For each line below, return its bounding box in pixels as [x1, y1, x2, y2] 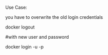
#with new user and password [5, 34, 69, 40]
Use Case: [5, 5, 27, 10]
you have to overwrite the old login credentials [5, 14, 103, 20]
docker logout [5, 24, 35, 30]
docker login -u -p [5, 44, 44, 50]
